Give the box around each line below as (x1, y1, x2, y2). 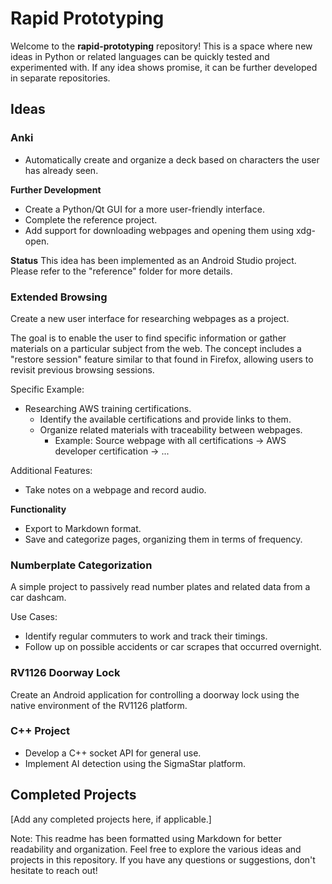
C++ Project (10, 724, 70, 738)
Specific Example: (10, 383, 85, 395)
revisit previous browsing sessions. (10, 363, 155, 376)
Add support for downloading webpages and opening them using (24, 224, 295, 236)
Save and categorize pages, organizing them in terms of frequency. (24, 533, 303, 545)
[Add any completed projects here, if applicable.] (10, 813, 212, 825)
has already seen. (24, 164, 99, 176)
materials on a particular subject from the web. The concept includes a (10, 342, 302, 354)
